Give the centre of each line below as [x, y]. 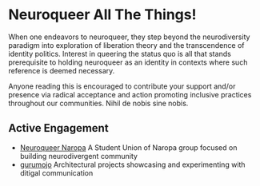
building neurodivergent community [79, 156]
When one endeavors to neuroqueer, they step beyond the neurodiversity [129, 37]
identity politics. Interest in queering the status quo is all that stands [120, 53]
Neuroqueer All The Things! [102, 15]
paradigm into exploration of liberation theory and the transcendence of [126, 45]
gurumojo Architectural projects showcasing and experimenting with [132, 164]
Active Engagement [59, 128]
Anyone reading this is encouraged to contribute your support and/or [122, 86]
